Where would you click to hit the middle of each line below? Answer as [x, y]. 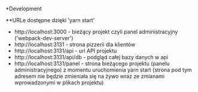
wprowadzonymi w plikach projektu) [59, 82]
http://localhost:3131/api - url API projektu [66, 51]
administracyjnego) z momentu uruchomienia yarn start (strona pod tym [103, 70]
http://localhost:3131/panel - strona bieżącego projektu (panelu [92, 63]
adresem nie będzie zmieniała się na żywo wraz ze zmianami [89, 76]
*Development [24, 9]
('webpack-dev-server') [44, 38]
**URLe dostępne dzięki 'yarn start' [50, 20]
